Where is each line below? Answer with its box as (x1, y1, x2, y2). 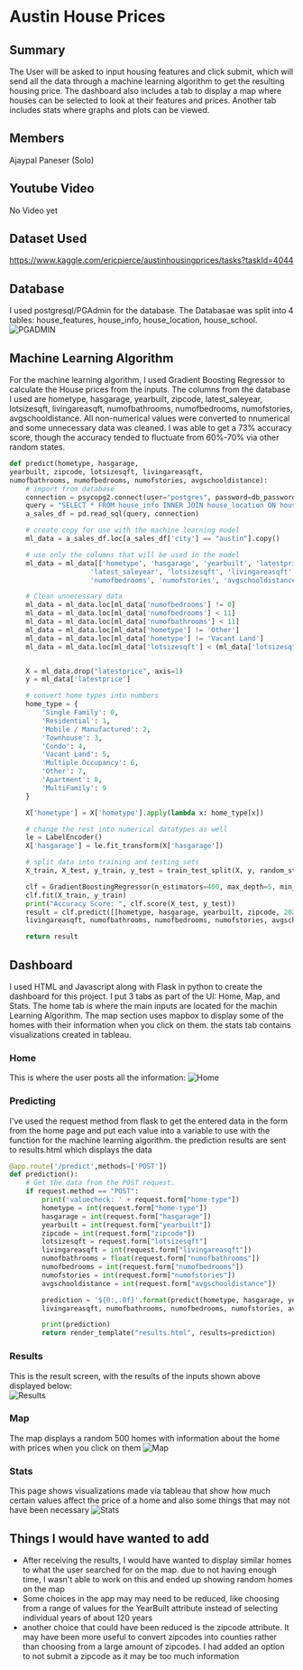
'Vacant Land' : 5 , (41, 750, 111, 760)
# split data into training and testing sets (25, 858, 200, 867)
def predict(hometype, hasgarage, (9, 459, 140, 469)
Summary (9, 42, 66, 58)
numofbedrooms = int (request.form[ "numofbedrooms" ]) (41, 1263, 244, 1272)
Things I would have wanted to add (9, 1531, 210, 1546)
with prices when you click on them (9, 1442, 142, 1453)
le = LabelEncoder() (25, 833, 103, 842)
